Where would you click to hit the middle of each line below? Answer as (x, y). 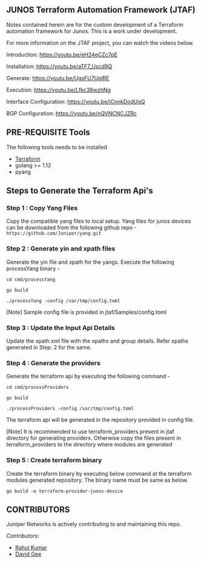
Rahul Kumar (31, 548)
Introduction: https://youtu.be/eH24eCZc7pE (62, 55)
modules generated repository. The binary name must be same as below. (97, 480)
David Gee (28, 554)
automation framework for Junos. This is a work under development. (92, 31)
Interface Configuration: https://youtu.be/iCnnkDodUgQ (76, 101)
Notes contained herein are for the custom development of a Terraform (95, 24)
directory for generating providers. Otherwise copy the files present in (94, 438)
